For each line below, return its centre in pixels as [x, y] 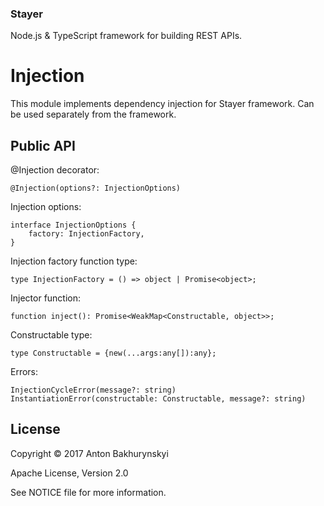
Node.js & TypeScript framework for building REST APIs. [126, 36]
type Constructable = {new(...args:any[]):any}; [113, 353]
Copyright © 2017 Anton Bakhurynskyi [89, 453]
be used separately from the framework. [93, 114]
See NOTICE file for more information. [88, 492]
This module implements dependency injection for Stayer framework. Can [162, 104]
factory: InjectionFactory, [86, 234]
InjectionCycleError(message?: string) [93, 390]
